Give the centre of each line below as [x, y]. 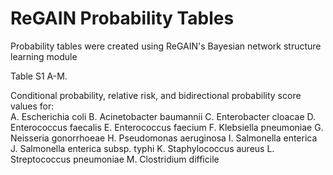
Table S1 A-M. [39, 76]
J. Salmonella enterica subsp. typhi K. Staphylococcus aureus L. [142, 148]
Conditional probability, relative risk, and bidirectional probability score [156, 95]
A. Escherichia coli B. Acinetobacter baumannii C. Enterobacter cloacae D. [163, 116]
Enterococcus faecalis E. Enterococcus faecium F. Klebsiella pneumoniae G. [167, 127]
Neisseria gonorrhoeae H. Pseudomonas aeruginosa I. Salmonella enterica [164, 138]
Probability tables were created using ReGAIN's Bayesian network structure [166, 46]
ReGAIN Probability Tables [122, 18]
